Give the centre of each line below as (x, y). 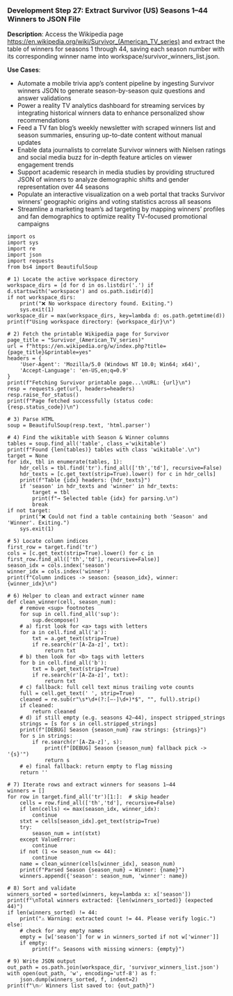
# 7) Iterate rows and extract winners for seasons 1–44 (91, 785)
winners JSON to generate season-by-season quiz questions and (111, 91)
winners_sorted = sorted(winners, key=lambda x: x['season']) (99, 894)
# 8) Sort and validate (42, 888)
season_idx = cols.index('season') (59, 566)
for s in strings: (46, 736)
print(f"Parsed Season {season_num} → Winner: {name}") (103, 870)
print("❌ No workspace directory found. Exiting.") (97, 304)
